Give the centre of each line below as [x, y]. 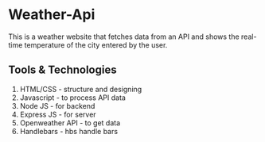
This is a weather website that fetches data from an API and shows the [124, 36]
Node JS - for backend [57, 106]
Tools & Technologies [62, 70]
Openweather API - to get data [70, 123]
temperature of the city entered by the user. [96, 44]
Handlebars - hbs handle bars [68, 131]
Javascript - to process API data [72, 98]
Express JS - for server [58, 114]
